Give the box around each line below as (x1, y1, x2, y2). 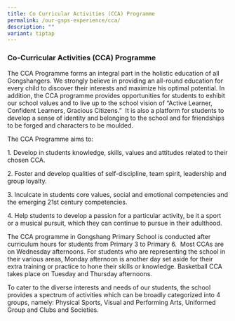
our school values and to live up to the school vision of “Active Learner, (7, 99, 213, 107)
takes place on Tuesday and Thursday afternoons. (7, 269, 153, 278)
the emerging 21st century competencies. (7, 198, 128, 206)
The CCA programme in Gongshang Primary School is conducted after (7, 232, 211, 240)
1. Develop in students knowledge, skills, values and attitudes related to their (7, 148, 228, 156)
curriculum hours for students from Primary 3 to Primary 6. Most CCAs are (7, 240, 224, 248)
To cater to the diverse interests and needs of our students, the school (7, 283, 211, 292)
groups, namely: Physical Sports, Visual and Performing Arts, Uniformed (7, 298, 216, 306)
